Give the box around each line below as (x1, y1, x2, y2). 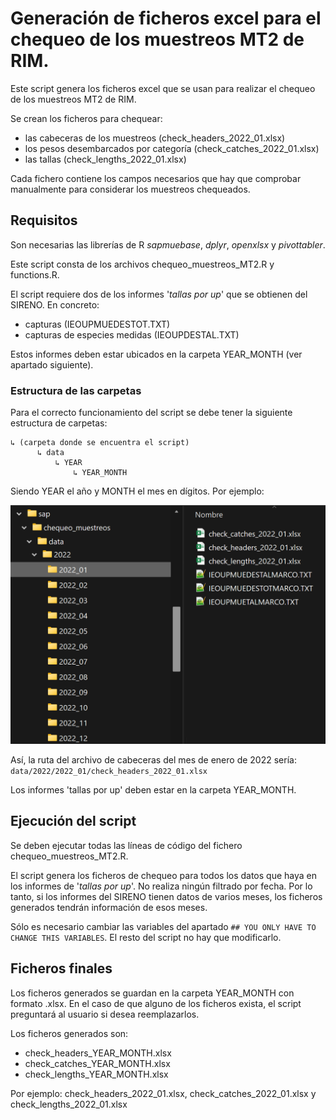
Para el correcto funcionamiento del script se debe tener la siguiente (10, 407, 293, 419)
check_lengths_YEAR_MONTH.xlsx (24, 1068, 169, 1080)
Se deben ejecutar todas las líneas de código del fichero (10, 839, 243, 851)
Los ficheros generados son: (10, 1027, 129, 1039)
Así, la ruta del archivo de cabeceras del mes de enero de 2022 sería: (10, 753, 297, 766)
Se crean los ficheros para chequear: (10, 112, 163, 124)
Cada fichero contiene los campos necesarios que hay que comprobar (10, 172, 302, 184)
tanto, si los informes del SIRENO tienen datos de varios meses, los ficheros (10, 890, 323, 902)
